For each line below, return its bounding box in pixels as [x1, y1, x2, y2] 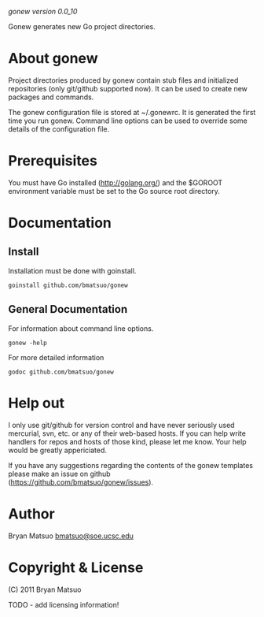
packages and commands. [8, 92, 94, 102]
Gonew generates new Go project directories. [8, 22, 156, 31]
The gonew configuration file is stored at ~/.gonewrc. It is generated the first [8, 107, 256, 117]
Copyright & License [8, 559, 144, 576]
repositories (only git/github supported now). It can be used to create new [8, 84, 247, 93]
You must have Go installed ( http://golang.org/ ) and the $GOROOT [8, 177, 223, 188]
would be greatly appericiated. [8, 445, 108, 455]
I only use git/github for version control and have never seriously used [8, 420, 235, 429]
